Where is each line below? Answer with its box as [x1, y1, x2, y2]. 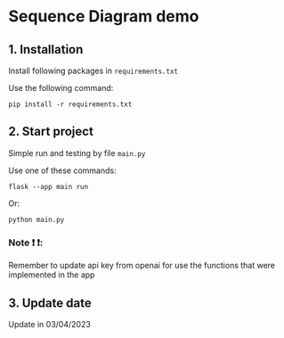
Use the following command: [8, 83, 114, 93]
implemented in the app [8, 269, 95, 280]
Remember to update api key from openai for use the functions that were [8, 260, 276, 271]
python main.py [8, 215, 65, 224]
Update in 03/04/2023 [8, 318, 91, 329]
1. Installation [8, 42, 84, 57]
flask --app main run [8, 182, 89, 191]
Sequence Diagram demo [8, 6, 199, 27]
